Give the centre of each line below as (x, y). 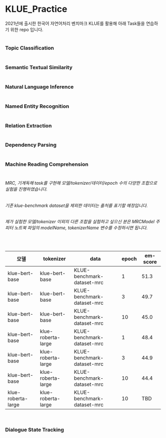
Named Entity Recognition (37, 106)
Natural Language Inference (40, 86)
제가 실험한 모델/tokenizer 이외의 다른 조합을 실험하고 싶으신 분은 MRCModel (80, 222)
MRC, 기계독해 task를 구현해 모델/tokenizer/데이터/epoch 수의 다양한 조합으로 (81, 183)
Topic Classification (30, 48)
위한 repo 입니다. (27, 29)
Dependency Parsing (31, 145)
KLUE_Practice (36, 9)
